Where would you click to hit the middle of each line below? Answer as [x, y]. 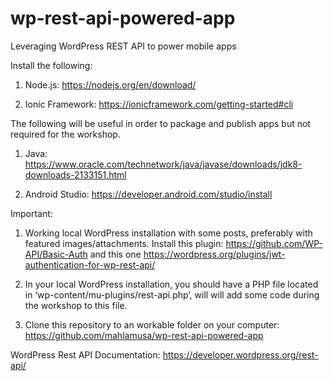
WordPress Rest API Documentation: [85, 354]
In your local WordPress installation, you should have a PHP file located [171, 284]
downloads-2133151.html [75, 174]
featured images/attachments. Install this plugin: [124, 243]
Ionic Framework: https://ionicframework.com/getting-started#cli [159, 104]
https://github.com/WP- [274, 243]
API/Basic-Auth [56, 254]
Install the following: [51, 65]
